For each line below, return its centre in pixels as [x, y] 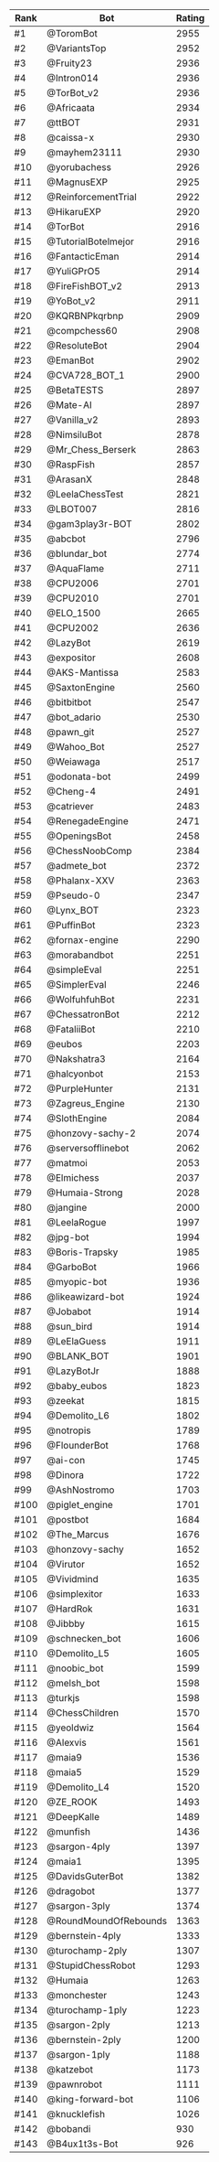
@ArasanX [70, 479]
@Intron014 [73, 78]
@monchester [77, 1995]
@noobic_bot [75, 1668]
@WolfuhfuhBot [81, 999]
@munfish [69, 1831]
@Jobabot [69, 1311]
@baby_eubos [77, 1386]
